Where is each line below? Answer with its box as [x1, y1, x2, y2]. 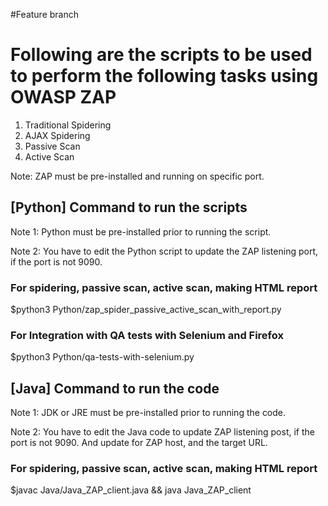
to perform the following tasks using [10, 65, 319, 88]
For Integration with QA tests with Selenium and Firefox [10, 328, 284, 342]
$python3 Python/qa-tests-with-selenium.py [10, 351, 195, 363]
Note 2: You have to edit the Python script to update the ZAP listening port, [10, 245, 318, 257]
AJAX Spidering [24, 129, 91, 141]
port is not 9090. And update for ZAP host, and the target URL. [10, 437, 268, 449]
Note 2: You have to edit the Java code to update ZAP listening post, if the [10, 426, 315, 438]
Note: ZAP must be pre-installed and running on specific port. [10, 170, 265, 182]
